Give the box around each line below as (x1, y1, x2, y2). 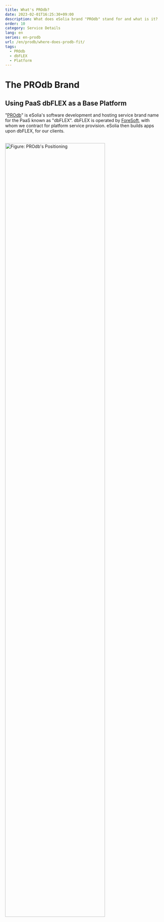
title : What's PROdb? (5, 7, 50, 12)
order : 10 (5, 21, 26, 26)
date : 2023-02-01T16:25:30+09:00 (5, 12, 74, 17)
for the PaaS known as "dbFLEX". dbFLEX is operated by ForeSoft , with (5, 118, 150, 123)
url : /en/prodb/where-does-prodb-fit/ (5, 40, 85, 45)
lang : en (5, 30, 23, 35)
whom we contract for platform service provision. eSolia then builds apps (5, 123, 154, 129)
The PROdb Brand (5, 79, 80, 91)
